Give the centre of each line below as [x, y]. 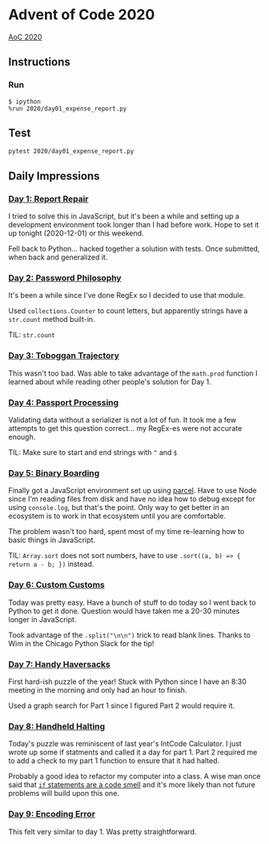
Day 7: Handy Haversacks [59, 664]
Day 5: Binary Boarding [54, 472]
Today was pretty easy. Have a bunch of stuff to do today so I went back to [132, 602]
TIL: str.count [32, 335]
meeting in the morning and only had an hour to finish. [98, 689]
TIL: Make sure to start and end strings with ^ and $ [93, 452]
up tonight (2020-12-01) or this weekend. [76, 233]
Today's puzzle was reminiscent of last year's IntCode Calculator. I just [125, 744]
